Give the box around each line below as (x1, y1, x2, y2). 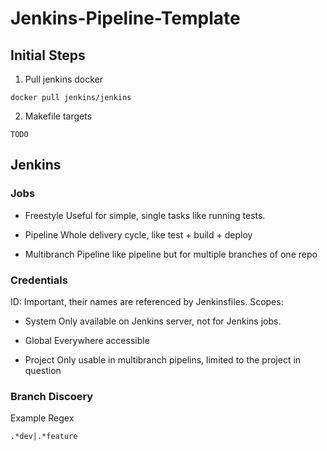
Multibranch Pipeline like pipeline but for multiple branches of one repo (24, 248, 318, 260)
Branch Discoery (10, 389, 94, 403)
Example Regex (10, 412, 75, 424)
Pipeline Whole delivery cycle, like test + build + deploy (24, 228, 253, 241)
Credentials (10, 273, 68, 287)
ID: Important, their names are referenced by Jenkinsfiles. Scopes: (10, 295, 284, 307)
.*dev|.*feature (10, 432, 78, 442)
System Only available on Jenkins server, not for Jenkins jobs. (24, 315, 282, 327)
